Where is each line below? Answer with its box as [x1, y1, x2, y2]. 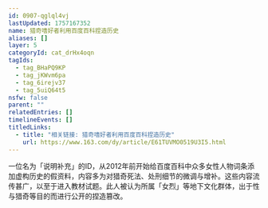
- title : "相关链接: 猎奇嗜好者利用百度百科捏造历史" [15, 130, 175, 138]
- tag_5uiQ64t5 [15, 86, 66, 94]
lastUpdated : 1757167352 [8, 19, 91, 27]
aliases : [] [8, 34, 48, 42]
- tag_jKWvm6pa [15, 71, 66, 79]
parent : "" [8, 101, 45, 109]
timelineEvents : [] [8, 116, 73, 124]
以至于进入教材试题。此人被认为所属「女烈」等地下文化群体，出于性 [35, 181, 260, 190]
